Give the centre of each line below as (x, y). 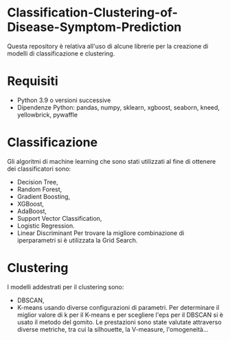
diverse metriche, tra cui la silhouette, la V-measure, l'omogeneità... (113, 329)
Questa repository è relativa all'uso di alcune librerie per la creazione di (108, 46)
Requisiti (33, 81)
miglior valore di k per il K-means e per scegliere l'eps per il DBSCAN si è (120, 315)
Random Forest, (39, 189)
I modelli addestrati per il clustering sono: (66, 287)
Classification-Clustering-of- (93, 13)
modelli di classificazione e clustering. (61, 53)
